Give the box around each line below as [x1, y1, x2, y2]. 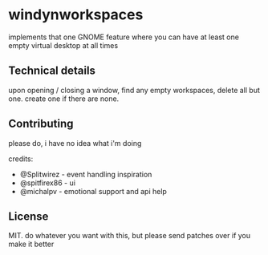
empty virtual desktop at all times [8, 40, 119, 50]
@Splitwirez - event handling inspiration [19, 169, 152, 179]
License [8, 209, 49, 223]
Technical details [8, 64, 96, 78]
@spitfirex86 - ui [19, 178, 76, 188]
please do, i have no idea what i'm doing [8, 138, 142, 148]
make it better [8, 239, 55, 249]
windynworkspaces [8, 6, 144, 24]
